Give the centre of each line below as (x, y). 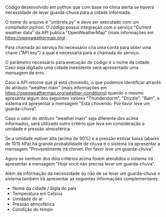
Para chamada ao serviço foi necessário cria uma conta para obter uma (78, 47)
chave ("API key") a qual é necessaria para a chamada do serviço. (73, 53)
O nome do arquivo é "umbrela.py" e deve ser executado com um (72, 22)
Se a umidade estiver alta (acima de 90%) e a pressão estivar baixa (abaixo (82, 138)
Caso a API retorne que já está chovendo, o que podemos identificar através (83, 82)
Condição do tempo (32, 209)
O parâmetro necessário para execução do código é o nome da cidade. (78, 62)
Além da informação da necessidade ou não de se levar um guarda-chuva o (83, 173)
